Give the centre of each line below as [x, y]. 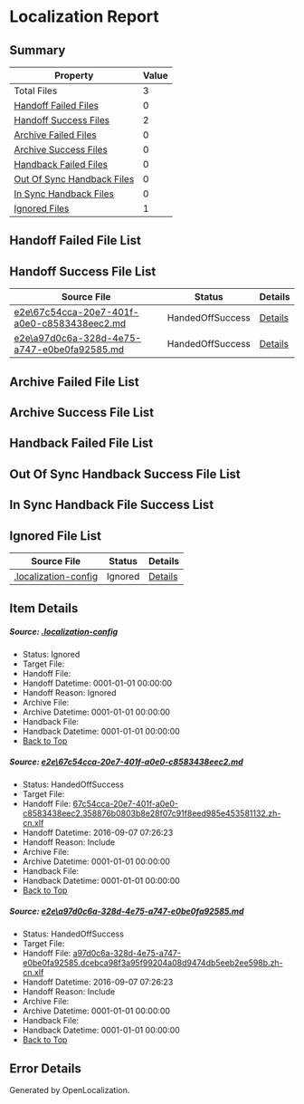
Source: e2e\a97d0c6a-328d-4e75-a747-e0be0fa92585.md [127, 911]
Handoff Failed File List [76, 240]
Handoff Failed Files [57, 106]
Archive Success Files [61, 149]
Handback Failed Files [61, 164]
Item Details [44, 609]
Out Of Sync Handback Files [74, 179]
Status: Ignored [51, 655]
